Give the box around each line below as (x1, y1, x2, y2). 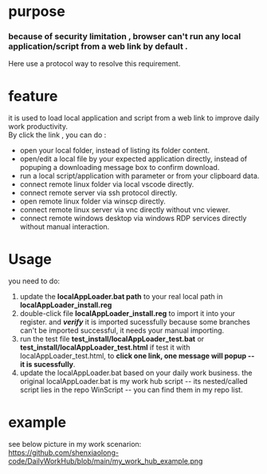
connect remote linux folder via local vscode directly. (19, 180, 194, 189)
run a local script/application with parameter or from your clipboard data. (19, 171, 260, 181)
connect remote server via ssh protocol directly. (19, 188, 178, 198)
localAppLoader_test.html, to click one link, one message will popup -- (19, 351, 255, 361)
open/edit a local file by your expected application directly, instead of (19, 154, 248, 164)
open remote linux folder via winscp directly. (19, 196, 166, 206)
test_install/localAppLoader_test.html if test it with (19, 342, 190, 353)
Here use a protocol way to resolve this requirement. (8, 59, 181, 69)
